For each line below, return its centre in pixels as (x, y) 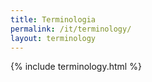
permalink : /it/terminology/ (71, 29)
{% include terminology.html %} (76, 67)
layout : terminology (53, 38)
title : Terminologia (53, 19)
